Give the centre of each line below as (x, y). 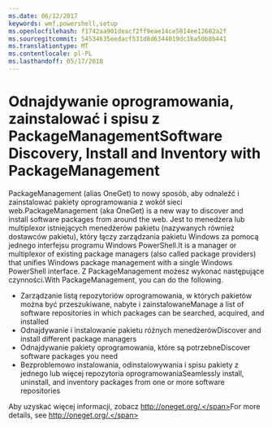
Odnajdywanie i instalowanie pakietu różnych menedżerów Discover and (140, 330)
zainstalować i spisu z (84, 119)
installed (34, 321)
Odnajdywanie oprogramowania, (121, 102)
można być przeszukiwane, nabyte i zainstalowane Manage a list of (132, 304)
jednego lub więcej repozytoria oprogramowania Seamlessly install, (132, 373)
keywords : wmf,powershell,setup (63, 24)
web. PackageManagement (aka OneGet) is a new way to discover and (126, 210)
